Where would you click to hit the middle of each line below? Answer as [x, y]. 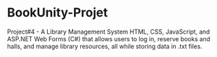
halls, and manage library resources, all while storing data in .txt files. [105, 46]
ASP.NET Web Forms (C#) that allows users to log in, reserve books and [109, 38]
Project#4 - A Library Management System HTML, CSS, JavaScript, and [108, 32]
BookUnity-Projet [58, 13]
